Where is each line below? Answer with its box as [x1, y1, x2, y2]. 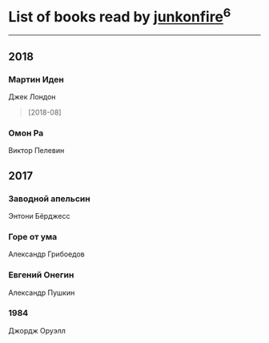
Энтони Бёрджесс [8, 211, 70, 220]
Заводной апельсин [8, 193, 90, 204]
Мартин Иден [8, 74, 64, 85]
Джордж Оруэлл [8, 325, 66, 335]
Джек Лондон [8, 91, 56, 101]
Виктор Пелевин [8, 146, 65, 155]
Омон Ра [8, 127, 44, 139]
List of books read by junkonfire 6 [8, 5, 231, 26]
